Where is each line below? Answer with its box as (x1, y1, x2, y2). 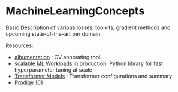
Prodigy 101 (14, 79, 43, 86)
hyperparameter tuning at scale (14, 66, 92, 73)
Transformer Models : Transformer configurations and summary (14, 72, 173, 79)
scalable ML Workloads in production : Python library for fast (14, 60, 163, 67)
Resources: (5, 42, 34, 49)
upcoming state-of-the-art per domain (5, 30, 101, 37)
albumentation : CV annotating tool (14, 53, 101, 60)
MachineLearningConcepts (5, 4, 145, 18)
